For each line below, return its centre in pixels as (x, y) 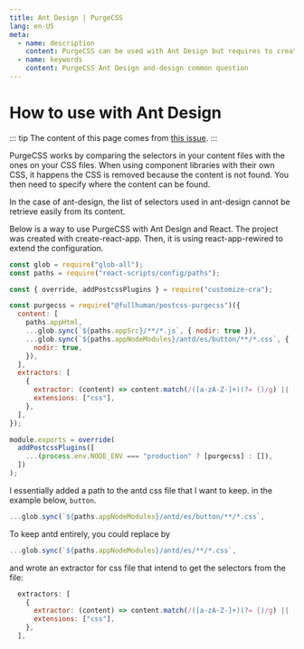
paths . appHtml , (54, 323)
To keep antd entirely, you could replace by (90, 533)
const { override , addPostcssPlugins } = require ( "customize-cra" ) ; (141, 289)
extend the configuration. (57, 248)
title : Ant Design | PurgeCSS (66, 18)
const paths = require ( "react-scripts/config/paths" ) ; (115, 273)
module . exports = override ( (62, 439)
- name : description (56, 43)
